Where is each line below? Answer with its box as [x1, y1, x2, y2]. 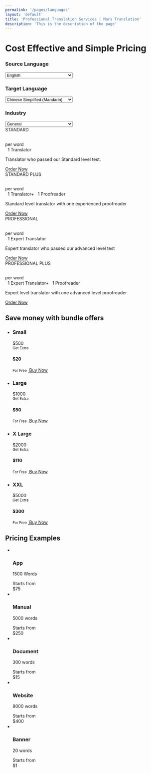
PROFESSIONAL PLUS [5, 260, 51, 266]
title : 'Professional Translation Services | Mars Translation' [5, 16, 142, 21]
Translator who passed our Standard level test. [5, 156, 101, 162]
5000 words [12, 615, 38, 621]
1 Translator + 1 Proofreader [7, 191, 66, 197]
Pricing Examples [5, 534, 61, 542]
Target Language [5, 85, 47, 92]
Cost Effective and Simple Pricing [5, 43, 147, 54]
